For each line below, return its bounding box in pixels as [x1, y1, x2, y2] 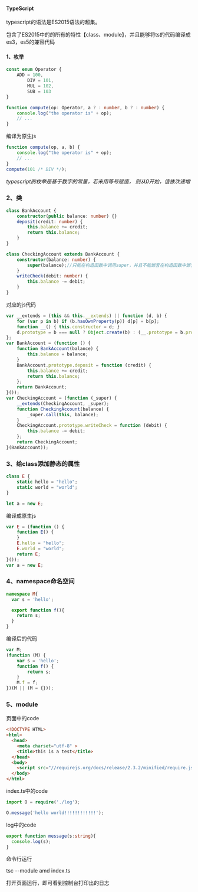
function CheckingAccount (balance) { [16, 406, 110, 412]
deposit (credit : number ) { [16, 218, 83, 224]
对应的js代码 [6, 301, 37, 308]
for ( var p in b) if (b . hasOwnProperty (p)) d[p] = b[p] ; [16, 318, 160, 324]
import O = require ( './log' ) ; [6, 799, 81, 805]
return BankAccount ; [16, 384, 67, 390]
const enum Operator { [6, 67, 62, 73]
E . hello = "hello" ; [16, 540, 65, 546]
